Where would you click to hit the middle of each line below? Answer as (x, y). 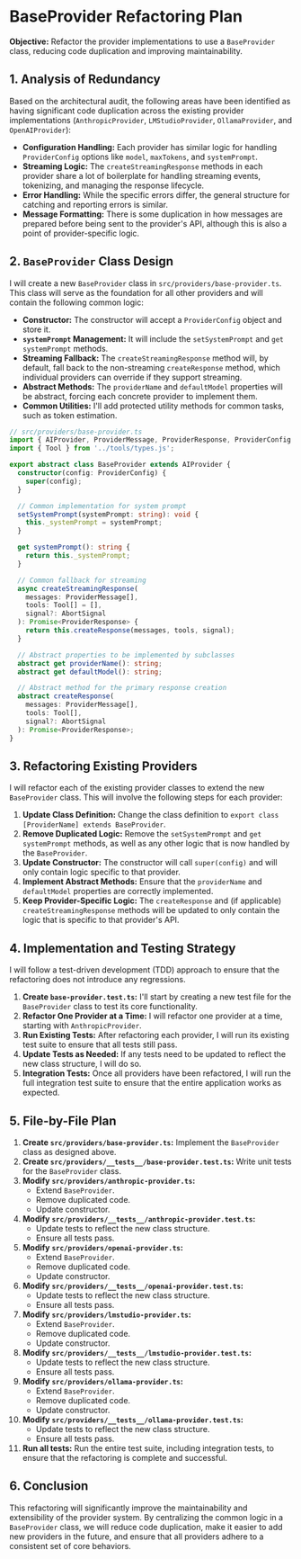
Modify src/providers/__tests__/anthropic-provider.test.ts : (139, 1219)
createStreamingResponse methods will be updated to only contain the (151, 910)
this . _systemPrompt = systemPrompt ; (94, 523)
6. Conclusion (49, 1486)
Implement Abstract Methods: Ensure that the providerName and (142, 882)
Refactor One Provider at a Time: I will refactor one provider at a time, (152, 1016)
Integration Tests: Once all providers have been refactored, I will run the (157, 1073)
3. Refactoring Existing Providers (103, 766)
